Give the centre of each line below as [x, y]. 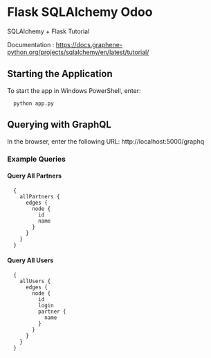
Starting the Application [60, 74]
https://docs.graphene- [89, 44]
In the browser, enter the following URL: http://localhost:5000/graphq [106, 141]
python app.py [34, 103]
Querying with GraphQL [59, 125]
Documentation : [31, 44]
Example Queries [36, 159]
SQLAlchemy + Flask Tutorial [48, 31]
